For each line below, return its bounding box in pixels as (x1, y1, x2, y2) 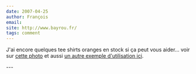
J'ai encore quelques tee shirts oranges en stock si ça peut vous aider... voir (6, 46, 190, 53)
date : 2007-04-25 (6, 8, 49, 15)
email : (6, 19, 22, 25)
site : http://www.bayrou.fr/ (6, 24, 77, 31)
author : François (6, 14, 49, 20)
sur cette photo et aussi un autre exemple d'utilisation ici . (6, 52, 144, 59)
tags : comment (6, 30, 41, 36)
